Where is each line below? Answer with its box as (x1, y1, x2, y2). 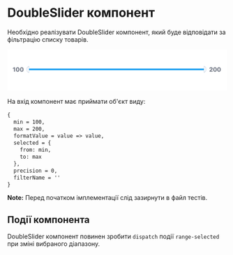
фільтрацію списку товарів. (7, 35, 89, 43)
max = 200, (13, 125, 45, 133)
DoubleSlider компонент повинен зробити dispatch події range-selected (7, 232, 220, 240)
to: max (20, 153, 42, 161)
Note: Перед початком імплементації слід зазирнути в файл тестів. (7, 194, 208, 202)
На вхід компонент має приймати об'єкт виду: (7, 98, 146, 106)
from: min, (20, 146, 52, 154)
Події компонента (7, 214, 90, 226)
